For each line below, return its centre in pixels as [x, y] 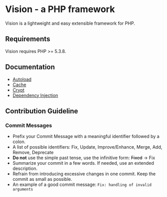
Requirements [28, 39]
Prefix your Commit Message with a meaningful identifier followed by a [86, 137]
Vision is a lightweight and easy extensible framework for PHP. [70, 23]
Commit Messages [29, 125]
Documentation [30, 67]
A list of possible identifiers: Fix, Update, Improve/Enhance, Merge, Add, [87, 147]
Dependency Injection [35, 95]
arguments [23, 189]
